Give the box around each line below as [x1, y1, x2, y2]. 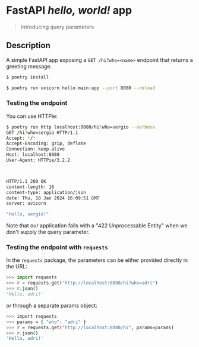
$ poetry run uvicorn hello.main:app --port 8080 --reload [6, 85, 156, 91]
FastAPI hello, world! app [6, 4, 132, 17]
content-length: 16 [6, 184, 55, 190]
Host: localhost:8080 [6, 152, 60, 158]
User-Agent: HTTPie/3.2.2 [6, 157, 70, 164]
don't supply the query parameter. [6, 229, 90, 236]
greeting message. [6, 62, 52, 70]
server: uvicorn [6, 201, 46, 207]
